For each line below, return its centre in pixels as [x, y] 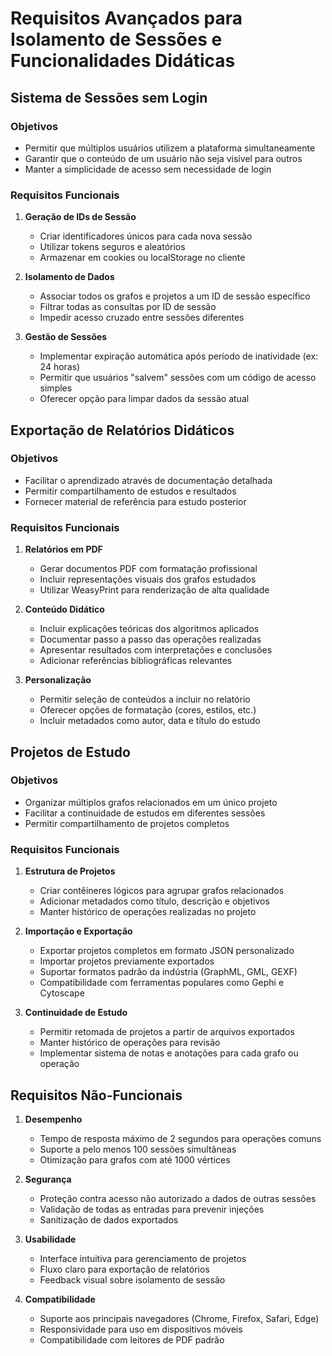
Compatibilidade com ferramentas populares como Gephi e [162, 983]
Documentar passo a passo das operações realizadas [150, 639]
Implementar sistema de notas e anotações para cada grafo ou [169, 1053]
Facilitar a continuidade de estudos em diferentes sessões [145, 813]
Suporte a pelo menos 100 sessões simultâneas [138, 1149]
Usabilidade [50, 1239]
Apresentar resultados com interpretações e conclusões [156, 650]
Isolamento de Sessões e [116, 39]
